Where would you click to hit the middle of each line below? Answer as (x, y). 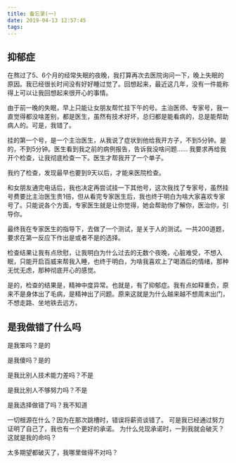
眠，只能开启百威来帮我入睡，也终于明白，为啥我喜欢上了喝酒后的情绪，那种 (118, 261)
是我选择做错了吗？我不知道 (47, 405)
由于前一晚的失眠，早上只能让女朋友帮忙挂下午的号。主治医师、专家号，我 (115, 108)
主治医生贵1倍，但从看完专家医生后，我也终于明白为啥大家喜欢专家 (128, 197)
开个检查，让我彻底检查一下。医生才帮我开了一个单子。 (87, 158)
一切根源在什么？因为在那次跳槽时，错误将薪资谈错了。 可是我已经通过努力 (116, 420)
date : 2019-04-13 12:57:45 (47, 20)
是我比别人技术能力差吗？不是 (50, 375)
